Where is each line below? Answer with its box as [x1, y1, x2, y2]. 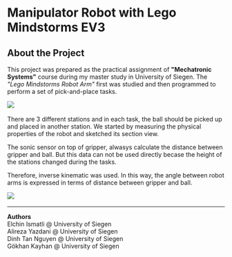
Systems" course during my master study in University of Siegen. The [7, 73, 208, 81]
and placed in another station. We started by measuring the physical [7, 122, 202, 131]
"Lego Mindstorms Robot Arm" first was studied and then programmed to [7, 80, 216, 88]
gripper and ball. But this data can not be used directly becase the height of [7, 151, 222, 158]
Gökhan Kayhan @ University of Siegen [7, 242, 119, 250]
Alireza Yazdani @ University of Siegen [7, 227, 118, 236]
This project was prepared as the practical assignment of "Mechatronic [7, 66, 212, 73]
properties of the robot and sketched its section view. [7, 130, 159, 137]
